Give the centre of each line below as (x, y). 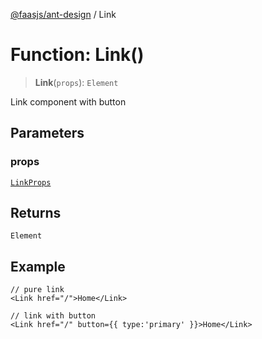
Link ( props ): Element (76, 82)
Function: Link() (77, 55)
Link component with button (68, 101)
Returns (36, 213)
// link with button (53, 316)
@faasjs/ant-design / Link (63, 14)
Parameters (47, 133)
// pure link (37, 290)
